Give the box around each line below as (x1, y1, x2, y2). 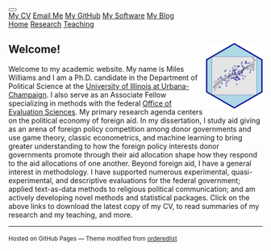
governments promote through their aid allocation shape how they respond (8, 149, 258, 159)
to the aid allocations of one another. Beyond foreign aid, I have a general (8, 158, 252, 168)
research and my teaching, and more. (8, 210, 133, 220)
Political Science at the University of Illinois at (8, 81, 160, 90)
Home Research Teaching (8, 19, 94, 29)
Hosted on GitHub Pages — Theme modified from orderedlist (8, 234, 177, 243)
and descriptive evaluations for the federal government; (55, 175, 240, 185)
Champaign (8, 90, 47, 99)
